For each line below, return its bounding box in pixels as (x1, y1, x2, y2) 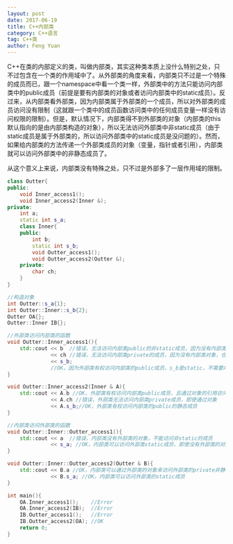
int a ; (19, 210, 39, 217)
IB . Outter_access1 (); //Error (19, 511, 113, 518)
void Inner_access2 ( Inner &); (19, 197, 107, 204)
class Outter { (7, 178, 49, 185)
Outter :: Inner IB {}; (7, 320, 67, 327)
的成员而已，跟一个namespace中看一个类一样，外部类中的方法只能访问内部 (7, 80, 223, 88)
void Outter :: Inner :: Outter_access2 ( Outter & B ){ (7, 460, 154, 468)
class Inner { (19, 223, 58, 230)
